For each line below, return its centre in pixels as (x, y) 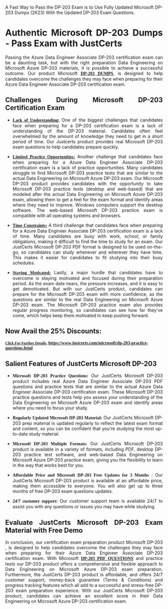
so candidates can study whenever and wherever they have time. (92, 252)
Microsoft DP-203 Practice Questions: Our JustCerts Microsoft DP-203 (87, 376)
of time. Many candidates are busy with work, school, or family (87, 236)
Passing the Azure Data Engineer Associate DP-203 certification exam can (84, 57)
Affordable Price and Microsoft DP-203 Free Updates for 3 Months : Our (87, 475)
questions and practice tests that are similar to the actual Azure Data (87, 387)
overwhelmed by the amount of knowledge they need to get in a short (87, 136)
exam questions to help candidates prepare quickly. (65, 147)
